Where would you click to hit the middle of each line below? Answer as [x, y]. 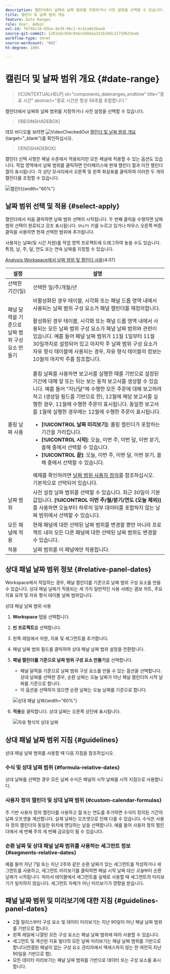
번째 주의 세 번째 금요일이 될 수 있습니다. [64, 831]
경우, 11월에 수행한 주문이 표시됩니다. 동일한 [93, 404]
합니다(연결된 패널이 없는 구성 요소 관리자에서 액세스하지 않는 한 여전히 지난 [87, 947]
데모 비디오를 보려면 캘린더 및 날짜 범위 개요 [71, 132]
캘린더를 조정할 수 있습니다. [32, 178]
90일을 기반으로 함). [32, 954]
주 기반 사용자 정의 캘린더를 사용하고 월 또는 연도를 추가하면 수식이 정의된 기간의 [84, 812]
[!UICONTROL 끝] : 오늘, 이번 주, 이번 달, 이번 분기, [98, 455]
